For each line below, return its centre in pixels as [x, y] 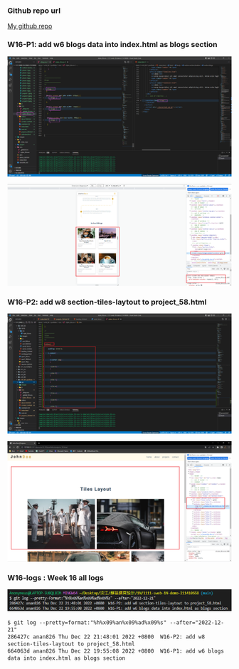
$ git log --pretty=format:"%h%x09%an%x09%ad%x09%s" [87, 622]
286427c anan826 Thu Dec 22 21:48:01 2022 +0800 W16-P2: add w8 [106, 637]
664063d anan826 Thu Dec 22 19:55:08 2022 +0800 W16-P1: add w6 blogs [116, 651]
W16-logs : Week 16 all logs [56, 578]
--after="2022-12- [197, 622]
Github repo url [34, 11]
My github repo [30, 26]
